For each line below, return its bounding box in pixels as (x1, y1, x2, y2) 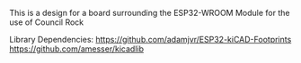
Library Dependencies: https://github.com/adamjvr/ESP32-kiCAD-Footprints (9, 35, 292, 44)
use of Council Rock (9, 17, 84, 28)
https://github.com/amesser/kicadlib (9, 43, 145, 54)
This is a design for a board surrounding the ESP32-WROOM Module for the (9, 8, 290, 18)
